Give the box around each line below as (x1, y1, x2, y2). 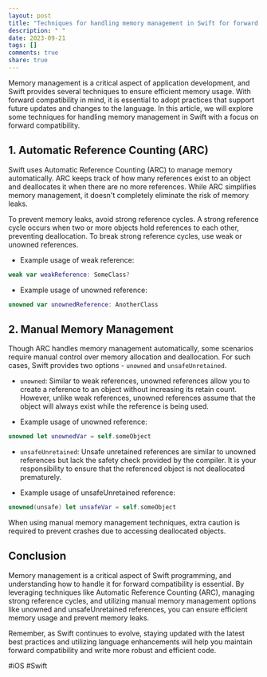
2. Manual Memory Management (8, 323, 174, 336)
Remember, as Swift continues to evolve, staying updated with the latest (8, 628, 245, 638)
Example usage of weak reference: (19, 255, 135, 264)
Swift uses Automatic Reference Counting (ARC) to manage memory (8, 164, 233, 174)
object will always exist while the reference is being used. (19, 402, 210, 411)
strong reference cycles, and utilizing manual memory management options (8, 596, 257, 605)
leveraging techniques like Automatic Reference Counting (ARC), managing (8, 588, 255, 597)
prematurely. (19, 473, 62, 482)
